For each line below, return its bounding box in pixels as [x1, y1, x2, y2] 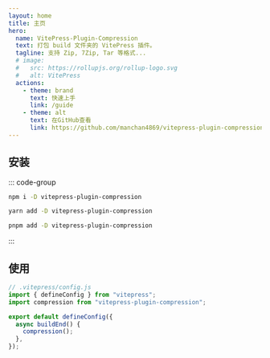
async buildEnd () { [15, 320, 81, 328]
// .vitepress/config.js [8, 283, 92, 291]
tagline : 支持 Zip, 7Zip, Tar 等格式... [15, 49, 147, 57]
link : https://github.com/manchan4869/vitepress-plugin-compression [29, 124, 264, 132]
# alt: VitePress [15, 71, 81, 79]
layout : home [8, 11, 52, 20]
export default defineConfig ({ [8, 312, 113, 321]
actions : [15, 79, 45, 87]
